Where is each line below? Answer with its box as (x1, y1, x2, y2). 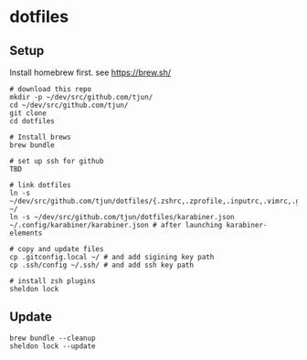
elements (9, 228, 43, 238)
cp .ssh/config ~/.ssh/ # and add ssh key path (9, 260, 195, 270)
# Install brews (9, 132, 71, 142)
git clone (9, 109, 48, 118)
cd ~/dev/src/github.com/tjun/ (9, 101, 129, 110)
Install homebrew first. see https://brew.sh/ (9, 67, 172, 78)
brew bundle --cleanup (9, 334, 96, 343)
